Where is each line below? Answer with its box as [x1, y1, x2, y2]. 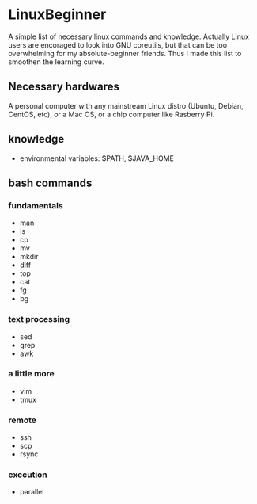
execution [8, 469, 47, 480]
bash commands [8, 176, 93, 189]
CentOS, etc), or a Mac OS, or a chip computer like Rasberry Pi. [8, 109, 215, 119]
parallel [19, 487, 44, 497]
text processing [8, 314, 70, 325]
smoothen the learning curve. [8, 57, 104, 67]
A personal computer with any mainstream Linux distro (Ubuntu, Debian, [8, 101, 244, 110]
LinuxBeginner [8, 6, 107, 24]
